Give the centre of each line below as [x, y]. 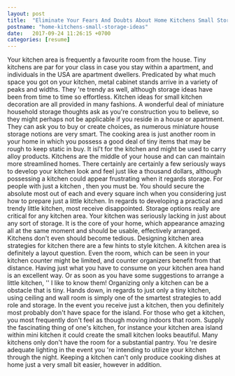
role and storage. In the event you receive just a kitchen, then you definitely [116, 305]
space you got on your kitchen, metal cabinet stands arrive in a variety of [113, 82]
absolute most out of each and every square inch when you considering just [117, 194]
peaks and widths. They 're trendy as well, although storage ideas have [110, 90]
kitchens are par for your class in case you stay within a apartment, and [110, 67]
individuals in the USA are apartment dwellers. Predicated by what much [112, 75]
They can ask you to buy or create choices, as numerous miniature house [113, 127]
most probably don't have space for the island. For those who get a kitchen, [116, 313]
